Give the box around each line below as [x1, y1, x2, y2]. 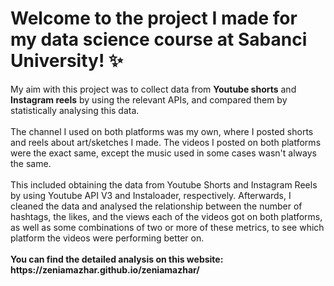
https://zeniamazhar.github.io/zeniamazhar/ [10, 263, 200, 276]
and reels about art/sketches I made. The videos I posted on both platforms [10, 136, 322, 148]
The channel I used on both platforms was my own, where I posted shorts [10, 125, 314, 137]
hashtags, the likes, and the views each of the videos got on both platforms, [10, 210, 323, 222]
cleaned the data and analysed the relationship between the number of [10, 200, 303, 212]
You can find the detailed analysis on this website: [10, 253, 224, 265]
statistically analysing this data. [10, 104, 140, 116]
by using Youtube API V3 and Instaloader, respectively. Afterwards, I [10, 189, 292, 201]
